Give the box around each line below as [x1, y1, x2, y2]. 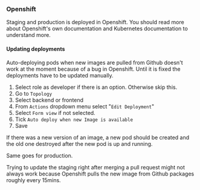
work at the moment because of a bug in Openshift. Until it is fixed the [6, 65, 181, 73]
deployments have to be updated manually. [6, 71, 114, 79]
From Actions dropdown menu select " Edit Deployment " [15, 102, 155, 110]
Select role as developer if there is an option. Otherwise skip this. [15, 84, 178, 91]
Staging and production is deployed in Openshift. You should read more [6, 19, 184, 26]
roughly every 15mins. [6, 176, 62, 183]
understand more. [6, 31, 51, 39]
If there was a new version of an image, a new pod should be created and [6, 134, 190, 141]
